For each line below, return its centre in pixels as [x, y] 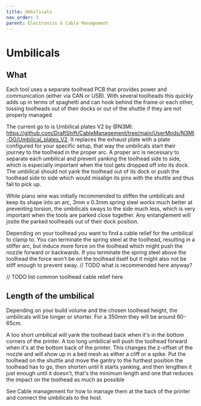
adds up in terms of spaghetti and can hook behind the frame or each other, [100, 102]
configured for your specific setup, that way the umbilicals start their [91, 146]
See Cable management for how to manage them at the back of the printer [98, 392]
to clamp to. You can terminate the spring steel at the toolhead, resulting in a [100, 240]
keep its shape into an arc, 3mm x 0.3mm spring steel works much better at [100, 202]
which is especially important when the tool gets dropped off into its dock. [98, 165]
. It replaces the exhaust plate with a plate [119, 140]
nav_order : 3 [22, 17]
